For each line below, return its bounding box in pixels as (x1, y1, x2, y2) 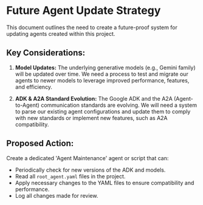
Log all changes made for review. (15, 192, 98, 199)
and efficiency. (15, 83, 53, 90)
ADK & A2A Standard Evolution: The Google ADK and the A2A (15, 95, 173, 102)
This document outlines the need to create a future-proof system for (6, 24, 178, 31)
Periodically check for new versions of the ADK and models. (15, 166, 166, 173)
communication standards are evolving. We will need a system (40, 101, 198, 109)
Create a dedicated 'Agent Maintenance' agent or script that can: (6, 154, 169, 161)
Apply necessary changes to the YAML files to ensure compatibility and (15, 179, 194, 186)
